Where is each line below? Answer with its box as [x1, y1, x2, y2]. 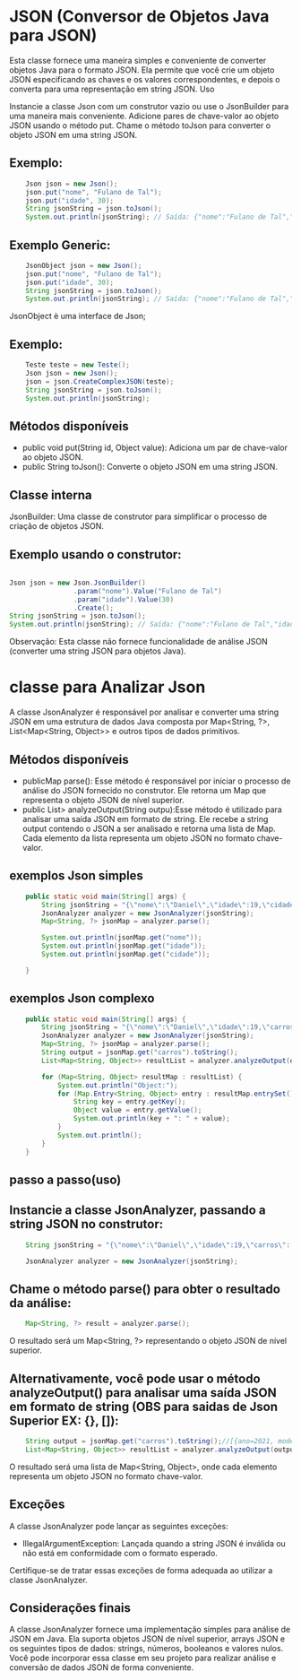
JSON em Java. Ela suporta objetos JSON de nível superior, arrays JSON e [9, 1633, 286, 1644]
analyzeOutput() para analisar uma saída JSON [9, 1385, 277, 1400]
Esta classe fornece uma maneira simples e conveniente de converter [9, 55, 267, 65]
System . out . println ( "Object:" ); [56, 1080, 178, 1090]
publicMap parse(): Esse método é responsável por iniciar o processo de [21, 775, 291, 786]
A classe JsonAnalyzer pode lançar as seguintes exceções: [9, 1520, 228, 1531]
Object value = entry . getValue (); [73, 1105, 202, 1115]
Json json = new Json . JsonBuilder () [9, 578, 146, 587]
